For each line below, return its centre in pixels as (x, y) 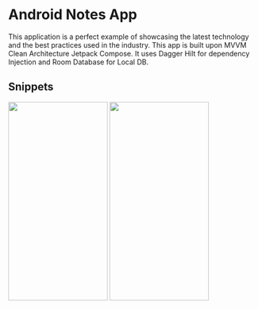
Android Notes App (73, 15)
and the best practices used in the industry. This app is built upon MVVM (127, 44)
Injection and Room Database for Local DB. (79, 62)
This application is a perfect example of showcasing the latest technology (129, 37)
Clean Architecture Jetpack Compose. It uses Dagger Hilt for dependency (129, 53)
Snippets (31, 87)
